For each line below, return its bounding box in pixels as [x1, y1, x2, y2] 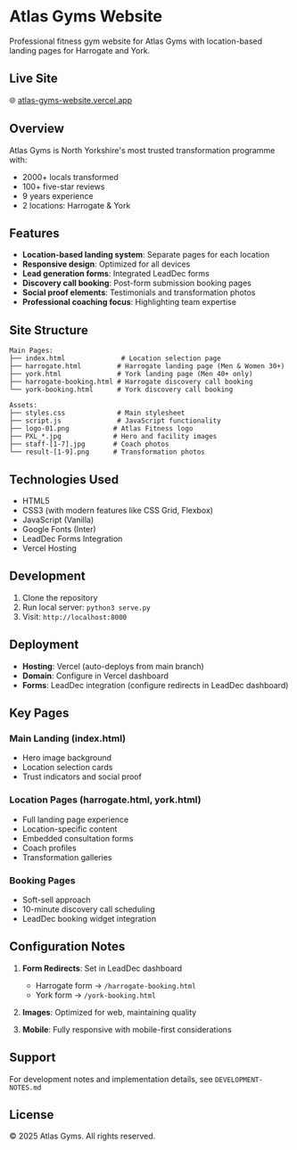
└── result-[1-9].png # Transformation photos [9, 448, 205, 456]
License [9, 1107, 54, 1122]
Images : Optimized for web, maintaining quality [21, 1006, 197, 1017]
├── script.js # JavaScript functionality [9, 416, 221, 425]
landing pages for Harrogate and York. [9, 45, 151, 55]
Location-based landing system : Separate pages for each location [21, 250, 270, 260]
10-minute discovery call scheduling [21, 903, 156, 915]
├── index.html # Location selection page [9, 354, 221, 363]
